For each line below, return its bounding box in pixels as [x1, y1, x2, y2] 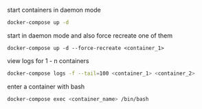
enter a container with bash [7, 82, 85, 90]
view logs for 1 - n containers [7, 56, 89, 64]
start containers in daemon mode [7, 6, 101, 14]
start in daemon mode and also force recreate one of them [7, 31, 173, 40]
